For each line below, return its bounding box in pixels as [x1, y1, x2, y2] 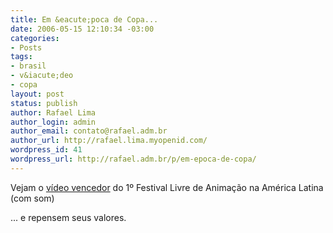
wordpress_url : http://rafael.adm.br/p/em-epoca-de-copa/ [10, 154, 257, 164]
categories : [10, 33, 60, 43]
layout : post [10, 89, 65, 99]
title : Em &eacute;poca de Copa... [10, 14, 159, 25]
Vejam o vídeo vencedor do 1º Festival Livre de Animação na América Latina [10, 181, 324, 193]
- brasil [10, 61, 47, 71]
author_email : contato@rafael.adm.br [10, 126, 168, 136]
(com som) [10, 192, 55, 204]
